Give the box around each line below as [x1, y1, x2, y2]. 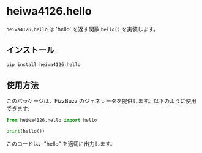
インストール [6, 45, 55, 56]
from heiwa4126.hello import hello [6, 118, 97, 124]
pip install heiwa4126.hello [6, 61, 81, 68]
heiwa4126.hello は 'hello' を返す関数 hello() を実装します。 [6, 25, 159, 32]
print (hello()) [6, 129, 45, 135]
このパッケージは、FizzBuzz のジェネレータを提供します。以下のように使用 [6, 97, 197, 105]
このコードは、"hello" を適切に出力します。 [6, 140, 116, 147]
